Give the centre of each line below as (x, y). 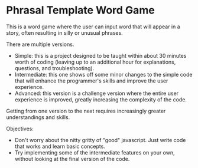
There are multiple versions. (40, 44)
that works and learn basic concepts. (60, 146)
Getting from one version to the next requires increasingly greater (86, 111)
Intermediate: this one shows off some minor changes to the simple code (103, 74)
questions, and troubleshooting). (54, 68)
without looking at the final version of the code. (72, 159)
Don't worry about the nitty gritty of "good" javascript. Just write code (100, 140)
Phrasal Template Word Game (80, 10)
